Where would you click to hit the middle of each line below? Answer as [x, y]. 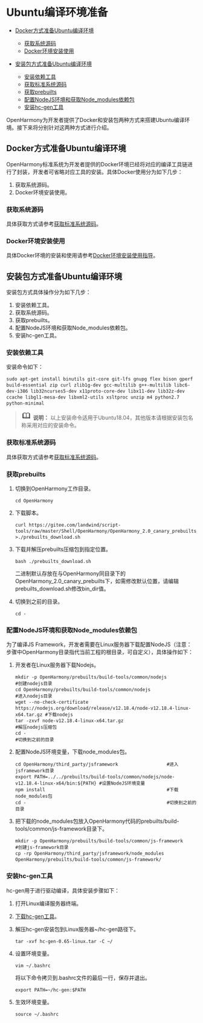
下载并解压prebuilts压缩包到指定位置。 [63, 549]
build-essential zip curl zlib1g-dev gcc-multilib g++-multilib [89, 385]
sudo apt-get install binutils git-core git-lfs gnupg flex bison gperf [100, 379]
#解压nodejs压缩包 [36, 728]
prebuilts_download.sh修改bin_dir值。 [62, 589]
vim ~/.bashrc [33, 965]
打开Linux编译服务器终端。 [48, 903]
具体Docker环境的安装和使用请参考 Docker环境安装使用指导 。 [82, 255]
